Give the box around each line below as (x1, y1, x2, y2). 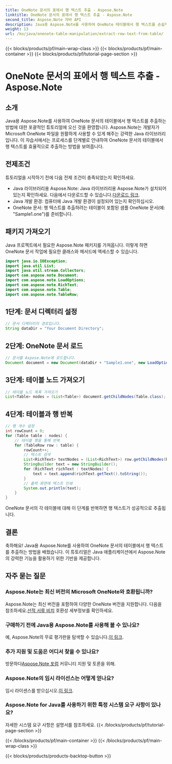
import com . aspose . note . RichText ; (5, 282, 79, 287)
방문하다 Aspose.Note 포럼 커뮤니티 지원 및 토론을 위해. (5, 660, 116, 667)
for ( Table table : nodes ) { (5, 433, 68, 438)
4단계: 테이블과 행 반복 (5, 409, 73, 418)
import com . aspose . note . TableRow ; (5, 292, 79, 297)
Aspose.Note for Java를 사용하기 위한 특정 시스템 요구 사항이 (5, 701, 150, 709)
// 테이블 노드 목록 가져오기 (5, 389, 58, 395)
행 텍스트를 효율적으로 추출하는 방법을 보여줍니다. (5, 143, 104, 149)
